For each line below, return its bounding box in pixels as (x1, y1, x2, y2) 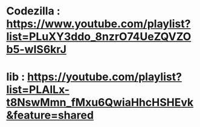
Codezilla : (6, 4, 60, 18)
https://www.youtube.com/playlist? (6, 17, 191, 31)
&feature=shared (6, 108, 94, 122)
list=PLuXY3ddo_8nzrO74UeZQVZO (6, 30, 192, 43)
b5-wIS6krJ (6, 43, 66, 57)
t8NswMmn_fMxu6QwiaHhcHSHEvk (6, 96, 194, 110)
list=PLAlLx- (6, 83, 70, 97)
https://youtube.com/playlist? (27, 70, 182, 84)
